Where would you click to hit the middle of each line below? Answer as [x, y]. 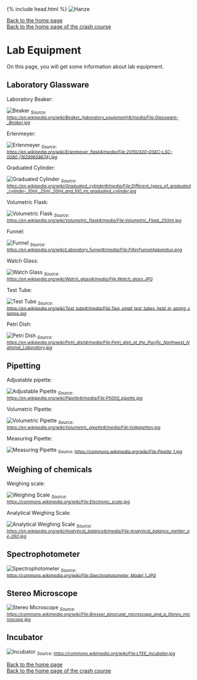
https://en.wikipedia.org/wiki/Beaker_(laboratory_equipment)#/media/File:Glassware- [93, 117]
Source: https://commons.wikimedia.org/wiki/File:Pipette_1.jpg [120, 451]
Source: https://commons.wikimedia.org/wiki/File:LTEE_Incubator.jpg [106, 654]
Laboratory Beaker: [30, 99]
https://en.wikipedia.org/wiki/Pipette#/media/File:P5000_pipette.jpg [75, 398]
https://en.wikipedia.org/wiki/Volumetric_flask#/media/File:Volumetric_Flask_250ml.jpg [94, 220]
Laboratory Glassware [48, 85]
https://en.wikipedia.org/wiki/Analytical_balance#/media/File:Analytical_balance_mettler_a [98, 531]
